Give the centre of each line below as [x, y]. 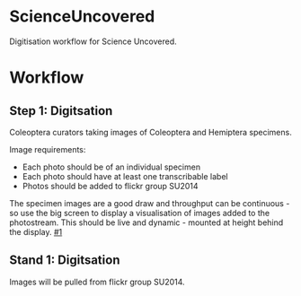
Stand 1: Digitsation [65, 261]
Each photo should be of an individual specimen [111, 167]
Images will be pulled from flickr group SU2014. [97, 282]
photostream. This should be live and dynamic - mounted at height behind [146, 222]
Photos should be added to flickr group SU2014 [111, 186]
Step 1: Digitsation [61, 111]
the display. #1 [36, 231]
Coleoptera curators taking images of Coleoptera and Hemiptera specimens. [150, 132]
